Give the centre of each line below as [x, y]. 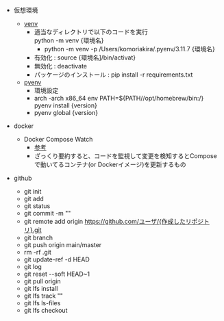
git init [33, 191]
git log [33, 267]
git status [37, 206]
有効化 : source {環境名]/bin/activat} [85, 57]
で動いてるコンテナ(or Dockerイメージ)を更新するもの [110, 164]
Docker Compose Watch [58, 139]
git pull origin [42, 281]
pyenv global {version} [66, 113]
